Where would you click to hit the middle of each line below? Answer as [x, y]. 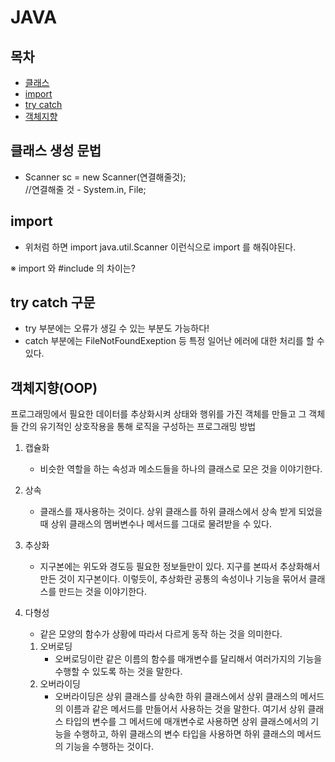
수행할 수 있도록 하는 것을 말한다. [118, 672]
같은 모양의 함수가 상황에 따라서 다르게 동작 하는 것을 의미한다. [161, 634]
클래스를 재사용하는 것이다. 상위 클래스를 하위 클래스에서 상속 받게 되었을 [181, 512]
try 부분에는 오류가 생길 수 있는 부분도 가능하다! [117, 328]
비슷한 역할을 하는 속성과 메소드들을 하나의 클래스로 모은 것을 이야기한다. [181, 469]
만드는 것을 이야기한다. [102, 592]
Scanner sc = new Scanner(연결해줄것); [105, 177]
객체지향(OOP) [54, 387]
